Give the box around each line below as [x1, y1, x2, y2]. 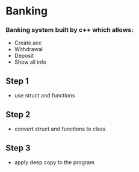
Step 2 [5, 109, 31, 120]
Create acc [14, 39, 42, 46]
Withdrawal [14, 46, 43, 53]
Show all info [14, 58, 47, 66]
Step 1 [5, 76, 29, 86]
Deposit [14, 52, 34, 60]
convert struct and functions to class [14, 125, 106, 133]
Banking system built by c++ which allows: [5, 26, 134, 34]
